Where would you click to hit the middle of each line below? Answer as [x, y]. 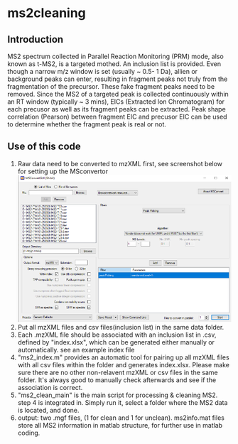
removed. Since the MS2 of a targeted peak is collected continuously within [118, 94]
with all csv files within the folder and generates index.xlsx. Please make [123, 364]
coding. [29, 433]
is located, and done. [48, 410]
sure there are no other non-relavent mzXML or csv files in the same [118, 372]
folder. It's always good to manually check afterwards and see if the [117, 380]
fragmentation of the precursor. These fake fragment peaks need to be [111, 86]
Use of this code [44, 147]
